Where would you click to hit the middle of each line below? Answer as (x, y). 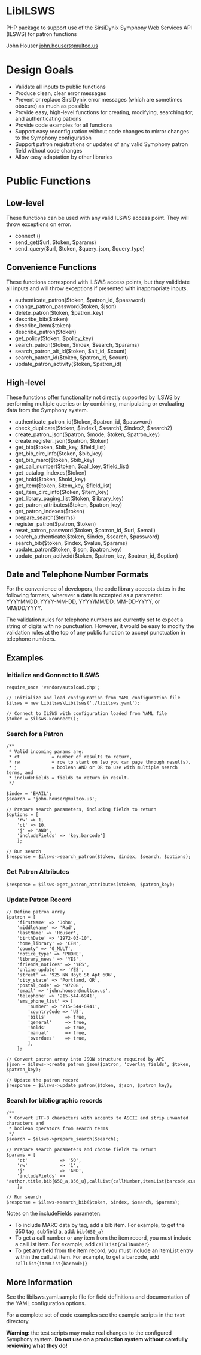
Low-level (25, 203)
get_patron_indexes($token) (50, 511)
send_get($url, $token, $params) (56, 242)
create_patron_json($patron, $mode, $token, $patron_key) (87, 434)
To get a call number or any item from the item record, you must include (103, 1238)
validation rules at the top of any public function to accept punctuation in (96, 633)
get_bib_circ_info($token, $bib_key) (59, 453)
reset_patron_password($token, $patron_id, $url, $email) (85, 530)
